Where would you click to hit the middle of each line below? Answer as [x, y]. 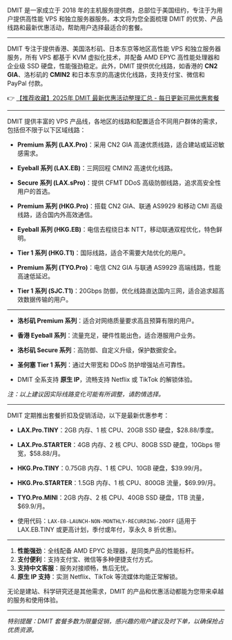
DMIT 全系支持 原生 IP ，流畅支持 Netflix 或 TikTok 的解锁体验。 [107, 380]
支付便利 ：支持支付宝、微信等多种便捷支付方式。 [87, 559]
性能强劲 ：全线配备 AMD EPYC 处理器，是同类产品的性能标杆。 [107, 551]
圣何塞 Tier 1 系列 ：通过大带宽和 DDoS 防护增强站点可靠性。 [103, 365]
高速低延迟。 [35, 276]
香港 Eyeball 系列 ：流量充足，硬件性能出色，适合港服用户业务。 [108, 335]
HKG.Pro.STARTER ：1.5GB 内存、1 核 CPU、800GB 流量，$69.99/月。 [118, 483]
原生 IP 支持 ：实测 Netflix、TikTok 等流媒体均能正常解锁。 [99, 577]
